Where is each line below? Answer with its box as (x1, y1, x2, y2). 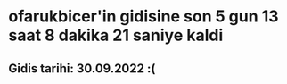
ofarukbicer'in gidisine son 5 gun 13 (8, 6, 279, 27)
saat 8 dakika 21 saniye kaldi (8, 25, 224, 46)
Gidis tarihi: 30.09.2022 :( (8, 61, 156, 76)
